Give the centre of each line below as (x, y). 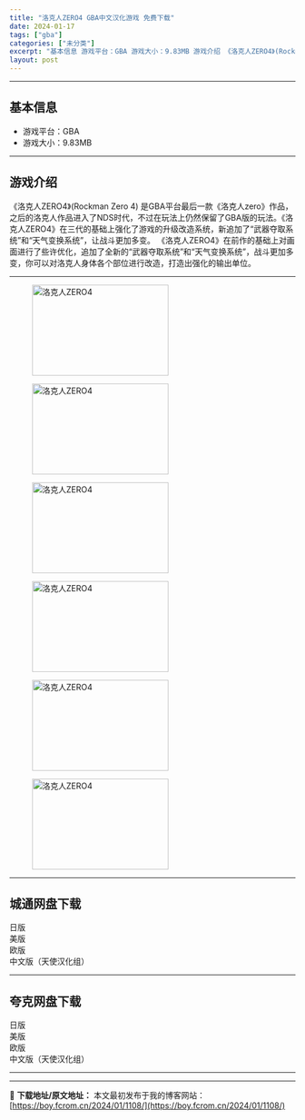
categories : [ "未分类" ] (52, 43)
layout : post (34, 60)
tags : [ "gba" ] (36, 35)
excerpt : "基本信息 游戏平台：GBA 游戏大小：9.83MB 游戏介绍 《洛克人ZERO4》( (144, 52)
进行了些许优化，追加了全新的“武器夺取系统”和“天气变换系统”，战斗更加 (151, 252)
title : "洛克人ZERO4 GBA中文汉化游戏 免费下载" (92, 18)
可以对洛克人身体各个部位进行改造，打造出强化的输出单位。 (144, 263)
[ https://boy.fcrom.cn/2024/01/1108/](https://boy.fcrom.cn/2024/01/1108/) (148, 1105)
